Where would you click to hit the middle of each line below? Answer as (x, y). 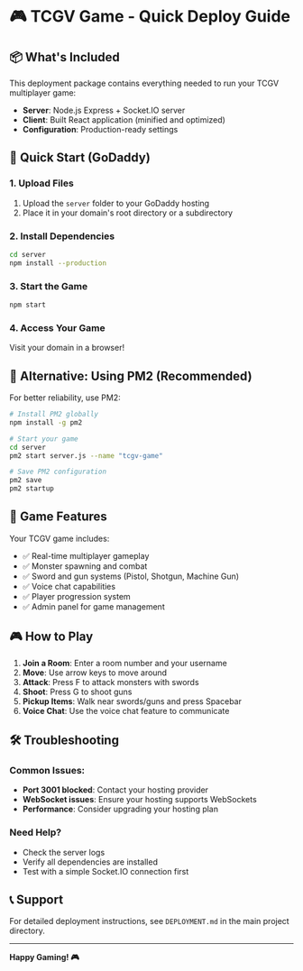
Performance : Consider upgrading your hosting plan (120, 809)
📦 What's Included (64, 57)
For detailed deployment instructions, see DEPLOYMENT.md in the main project (150, 921)
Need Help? (36, 832)
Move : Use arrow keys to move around (95, 673)
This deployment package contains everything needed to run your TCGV (144, 83)
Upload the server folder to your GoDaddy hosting (116, 203)
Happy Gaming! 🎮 (44, 957)
